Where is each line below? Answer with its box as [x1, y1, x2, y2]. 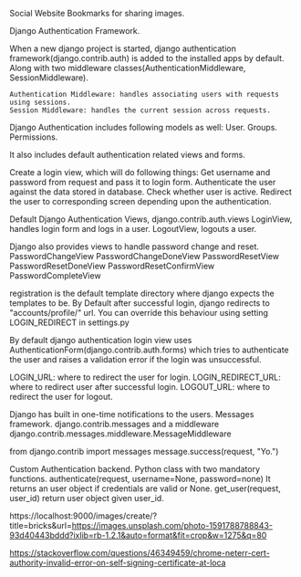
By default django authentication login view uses [9, 335, 192, 345]
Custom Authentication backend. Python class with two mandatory [9, 464, 261, 474]
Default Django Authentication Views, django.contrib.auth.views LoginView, [9, 214, 293, 225]
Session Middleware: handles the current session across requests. [9, 106, 272, 115]
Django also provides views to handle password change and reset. [9, 241, 260, 252]
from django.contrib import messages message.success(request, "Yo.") [9, 446, 279, 456]
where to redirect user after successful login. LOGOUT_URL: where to [9, 382, 271, 392]
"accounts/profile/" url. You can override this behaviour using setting [9, 308, 269, 318]
